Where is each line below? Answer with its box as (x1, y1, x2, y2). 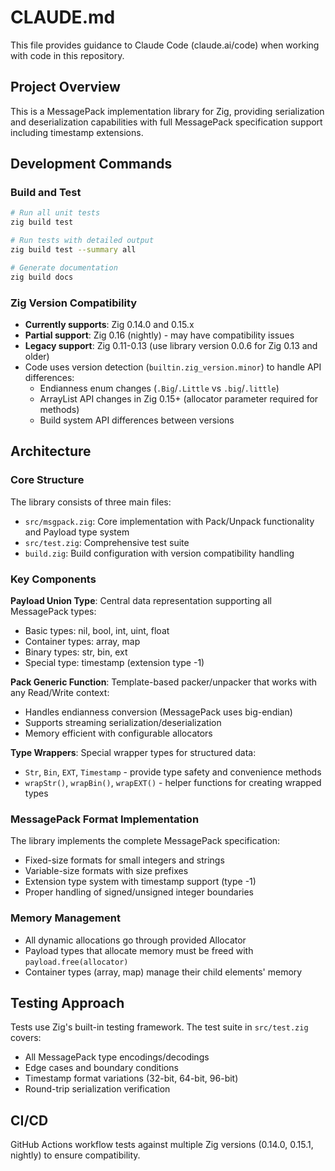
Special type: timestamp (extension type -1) (24, 656, 205, 668)
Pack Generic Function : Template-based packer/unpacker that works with (10, 676, 318, 688)
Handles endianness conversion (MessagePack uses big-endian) (24, 706, 293, 718)
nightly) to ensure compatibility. (10, 1149, 141, 1161)
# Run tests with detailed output (10, 236, 155, 246)
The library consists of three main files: (10, 496, 172, 508)
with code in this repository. (10, 49, 125, 61)
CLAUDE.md (10, 6, 116, 29)
